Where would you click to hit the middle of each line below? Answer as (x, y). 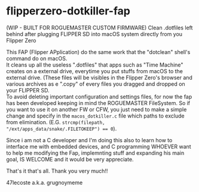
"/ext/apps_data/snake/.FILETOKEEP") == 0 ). (62, 128)
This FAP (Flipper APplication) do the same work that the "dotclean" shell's (98, 52)
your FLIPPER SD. (28, 90)
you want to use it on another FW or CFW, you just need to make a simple (97, 109)
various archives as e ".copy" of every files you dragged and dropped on (96, 84)
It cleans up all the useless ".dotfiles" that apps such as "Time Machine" (95, 65)
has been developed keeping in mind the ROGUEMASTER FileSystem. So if (98, 103)
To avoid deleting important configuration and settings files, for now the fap (99, 97)
